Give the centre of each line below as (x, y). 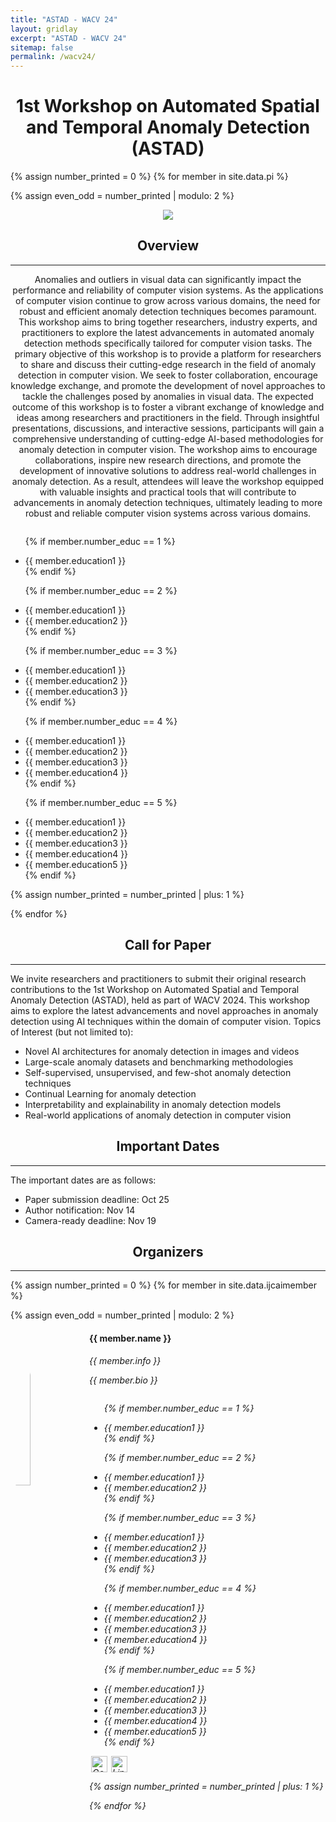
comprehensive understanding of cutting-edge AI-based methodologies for (168, 438)
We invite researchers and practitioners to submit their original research (158, 978)
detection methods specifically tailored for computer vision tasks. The (168, 343)
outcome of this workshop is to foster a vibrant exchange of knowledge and (168, 407)
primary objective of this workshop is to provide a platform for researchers (168, 353)
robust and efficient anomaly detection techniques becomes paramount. (168, 311)
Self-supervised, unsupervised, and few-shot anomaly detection (158, 1072)
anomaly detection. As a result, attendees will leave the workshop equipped (168, 481)
